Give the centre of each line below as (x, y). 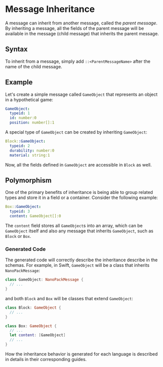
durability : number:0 (32, 151)
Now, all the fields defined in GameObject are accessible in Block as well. (79, 165)
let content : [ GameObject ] (38, 335)
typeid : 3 (20, 211)
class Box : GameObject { (31, 326)
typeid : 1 (20, 113)
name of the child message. (34, 66)
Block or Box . (18, 236)
